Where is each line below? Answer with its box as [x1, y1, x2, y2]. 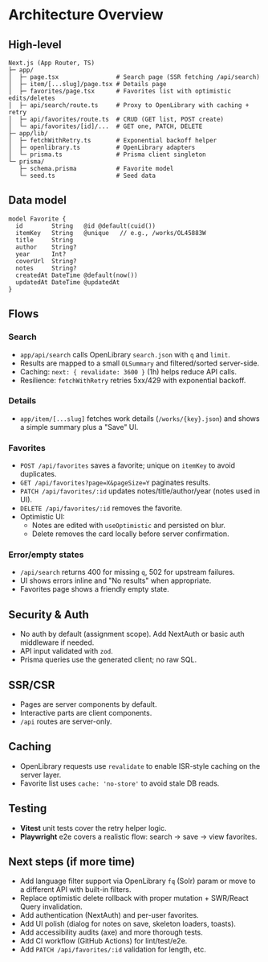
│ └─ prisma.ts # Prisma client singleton [8, 151, 206, 159]
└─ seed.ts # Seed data [18, 171, 156, 180]
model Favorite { [8, 215, 67, 223]
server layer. [19, 770, 62, 779]
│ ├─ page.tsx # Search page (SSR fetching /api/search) [8, 73, 261, 81]
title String [15, 236, 74, 244]
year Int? [15, 250, 67, 258]
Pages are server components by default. [19, 700, 157, 709]
